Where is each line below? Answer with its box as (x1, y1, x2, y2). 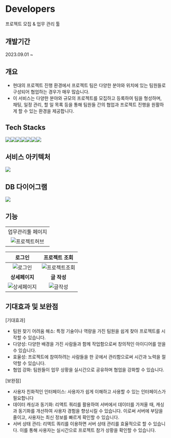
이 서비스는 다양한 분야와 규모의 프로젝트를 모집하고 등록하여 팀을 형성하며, (12, 95, 162, 101)
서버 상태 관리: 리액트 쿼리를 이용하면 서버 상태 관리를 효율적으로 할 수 (12, 421, 152, 427)
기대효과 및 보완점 (5, 302, 58, 311)
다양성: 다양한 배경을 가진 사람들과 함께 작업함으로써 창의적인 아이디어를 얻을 (12, 341, 166, 347)
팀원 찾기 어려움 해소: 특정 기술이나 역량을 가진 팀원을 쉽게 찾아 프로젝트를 (12, 328, 160, 334)
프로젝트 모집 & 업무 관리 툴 (5, 21, 60, 27)
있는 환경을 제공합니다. (29, 108, 74, 114)
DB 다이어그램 (5, 182, 48, 191)
